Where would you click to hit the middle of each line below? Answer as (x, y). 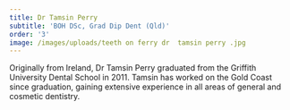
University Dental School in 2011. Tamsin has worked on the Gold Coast (141, 78)
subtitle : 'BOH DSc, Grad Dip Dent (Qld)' (90, 26)
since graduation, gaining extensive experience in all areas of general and (145, 87)
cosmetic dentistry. (45, 97)
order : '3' (30, 34)
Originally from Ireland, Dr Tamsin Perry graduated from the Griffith (133, 68)
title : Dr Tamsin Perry (54, 17)
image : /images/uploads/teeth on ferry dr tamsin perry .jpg (128, 42)
